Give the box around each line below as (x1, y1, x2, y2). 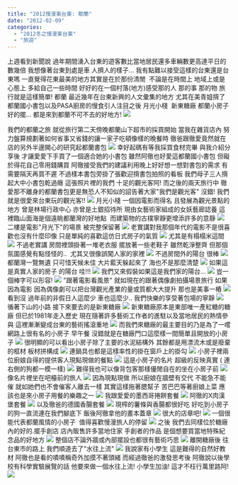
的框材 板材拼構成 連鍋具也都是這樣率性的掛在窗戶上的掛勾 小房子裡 (7, 347, 223, 355)
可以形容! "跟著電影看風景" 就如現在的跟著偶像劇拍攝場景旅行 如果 (25, 276, 228, 284)
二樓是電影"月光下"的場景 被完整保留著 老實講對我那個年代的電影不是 (7, 223, 218, 231)
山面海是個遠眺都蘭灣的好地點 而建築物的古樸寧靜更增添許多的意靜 (19, 214, 216, 223)
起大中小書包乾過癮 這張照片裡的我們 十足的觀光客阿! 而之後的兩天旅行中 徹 (7, 179, 227, 187)
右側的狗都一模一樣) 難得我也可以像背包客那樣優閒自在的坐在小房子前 (7, 364, 219, 373)
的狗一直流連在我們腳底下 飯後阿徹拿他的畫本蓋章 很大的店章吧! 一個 (7, 409, 225, 418)
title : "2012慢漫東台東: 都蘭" (7, 10, 92, 18)
